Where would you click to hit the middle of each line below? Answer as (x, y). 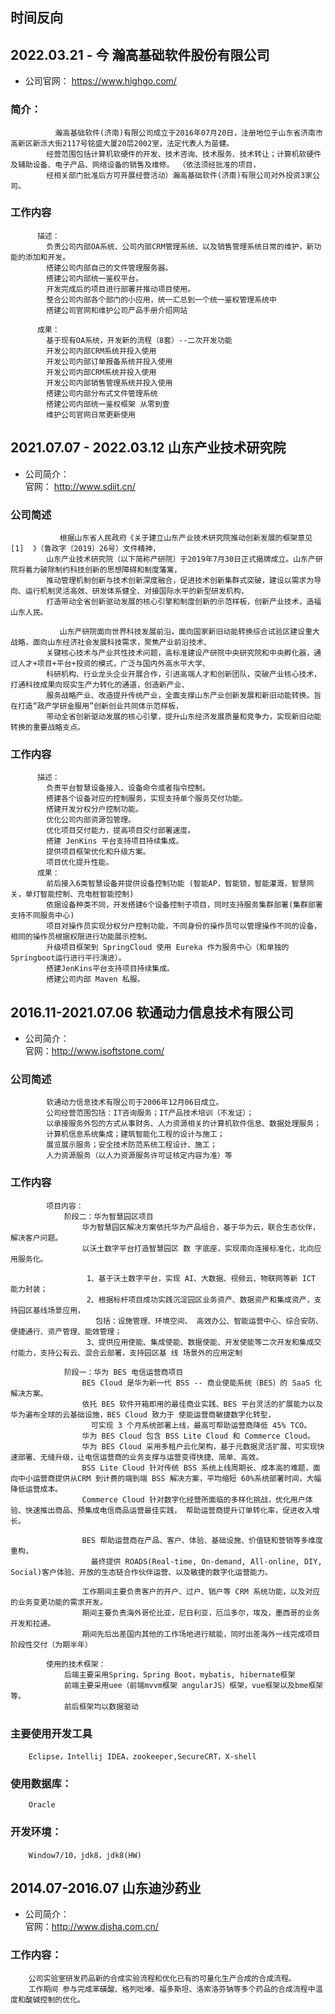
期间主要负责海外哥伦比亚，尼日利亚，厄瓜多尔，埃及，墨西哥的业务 (201, 1613)
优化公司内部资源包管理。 (91, 820)
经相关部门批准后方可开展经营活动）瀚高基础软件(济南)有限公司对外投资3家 (179, 175)
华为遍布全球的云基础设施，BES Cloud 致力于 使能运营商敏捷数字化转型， (143, 1414)
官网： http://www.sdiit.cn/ (80, 486)
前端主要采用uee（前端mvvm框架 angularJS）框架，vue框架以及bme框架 (193, 1685)
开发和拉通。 (33, 1623)
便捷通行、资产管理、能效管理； (66, 1331)
